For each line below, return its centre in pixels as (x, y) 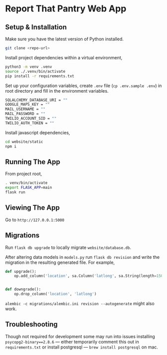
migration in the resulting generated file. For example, (60, 262)
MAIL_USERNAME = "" (25, 109)
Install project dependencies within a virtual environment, (64, 57)
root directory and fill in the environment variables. (57, 91)
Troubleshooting (32, 324)
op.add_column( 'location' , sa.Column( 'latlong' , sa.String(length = (85, 276)
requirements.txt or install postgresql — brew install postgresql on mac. (82, 347)
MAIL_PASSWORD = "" (25, 114)
